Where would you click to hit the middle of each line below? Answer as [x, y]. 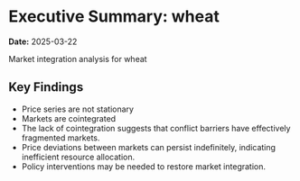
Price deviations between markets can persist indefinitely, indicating [149, 147]
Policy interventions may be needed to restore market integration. [144, 166]
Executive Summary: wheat [114, 17]
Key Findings [46, 87]
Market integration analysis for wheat [78, 59]
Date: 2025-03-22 [43, 41]
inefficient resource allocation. [78, 157]
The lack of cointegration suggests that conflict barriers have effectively [156, 128]
